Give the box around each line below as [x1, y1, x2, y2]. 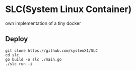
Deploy [5, 35, 28, 43]
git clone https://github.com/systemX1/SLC [5, 48, 98, 53]
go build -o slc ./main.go [5, 57, 62, 62]
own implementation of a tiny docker [5, 20, 82, 26]
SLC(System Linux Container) [5, 4, 132, 15]
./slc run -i [5, 61, 33, 66]
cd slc [5, 52, 19, 57]
